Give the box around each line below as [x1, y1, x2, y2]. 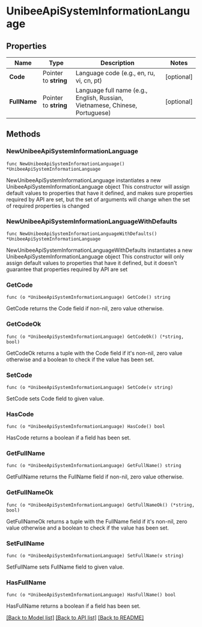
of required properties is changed [6, 202, 90, 209]
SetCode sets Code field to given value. [6, 395, 105, 402]
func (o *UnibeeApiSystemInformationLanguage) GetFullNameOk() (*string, [6, 502, 195, 508]
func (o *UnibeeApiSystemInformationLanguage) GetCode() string [6, 295, 171, 301]
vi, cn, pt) [75, 76, 102, 85]
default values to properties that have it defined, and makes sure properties [6, 189, 194, 197]
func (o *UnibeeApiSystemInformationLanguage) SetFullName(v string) [6, 553, 185, 559]
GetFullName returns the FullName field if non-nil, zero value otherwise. [6, 473, 184, 480]
